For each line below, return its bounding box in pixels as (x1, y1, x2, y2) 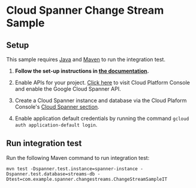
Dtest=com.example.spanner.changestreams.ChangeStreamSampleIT (6, 176, 168, 182)
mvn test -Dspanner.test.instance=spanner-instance (6, 165, 138, 172)
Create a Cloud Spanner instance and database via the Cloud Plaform (14, 97, 187, 104)
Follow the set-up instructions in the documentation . (14, 67, 149, 75)
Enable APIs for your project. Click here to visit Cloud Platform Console (14, 79, 190, 86)
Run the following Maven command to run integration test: (6, 154, 150, 161)
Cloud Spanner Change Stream (6, 4, 164, 17)
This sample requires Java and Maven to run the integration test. (6, 56, 166, 63)
